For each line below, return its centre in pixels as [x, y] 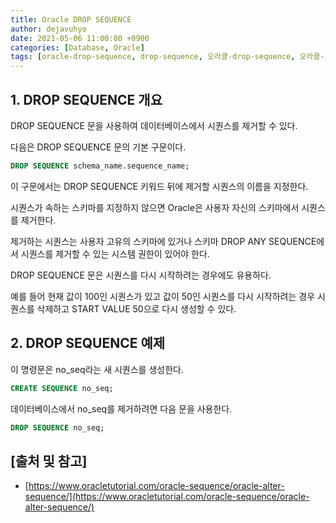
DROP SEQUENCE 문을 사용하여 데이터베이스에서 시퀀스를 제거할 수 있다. [154, 125]
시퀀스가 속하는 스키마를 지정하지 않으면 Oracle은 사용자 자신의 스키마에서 [155, 207]
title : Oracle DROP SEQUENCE [71, 19]
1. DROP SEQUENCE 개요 [86, 99]
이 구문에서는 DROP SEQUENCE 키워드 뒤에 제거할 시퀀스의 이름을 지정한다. [159, 186]
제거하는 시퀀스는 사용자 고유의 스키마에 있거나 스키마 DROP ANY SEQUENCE [163, 241]
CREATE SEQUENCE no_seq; [62, 388]
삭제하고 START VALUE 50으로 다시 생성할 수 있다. [136, 308]
